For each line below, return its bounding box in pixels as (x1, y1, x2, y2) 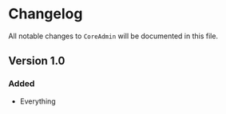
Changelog (8, 5, 83, 23)
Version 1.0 (8, 54, 65, 68)
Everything (19, 96, 56, 106)
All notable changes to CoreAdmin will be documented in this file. (8, 31, 218, 41)
